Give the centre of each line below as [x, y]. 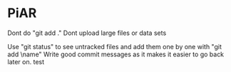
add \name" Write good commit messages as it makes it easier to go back [116, 54]
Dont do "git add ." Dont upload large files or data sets [87, 33]
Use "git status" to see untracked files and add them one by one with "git [115, 46]
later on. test [26, 61]
